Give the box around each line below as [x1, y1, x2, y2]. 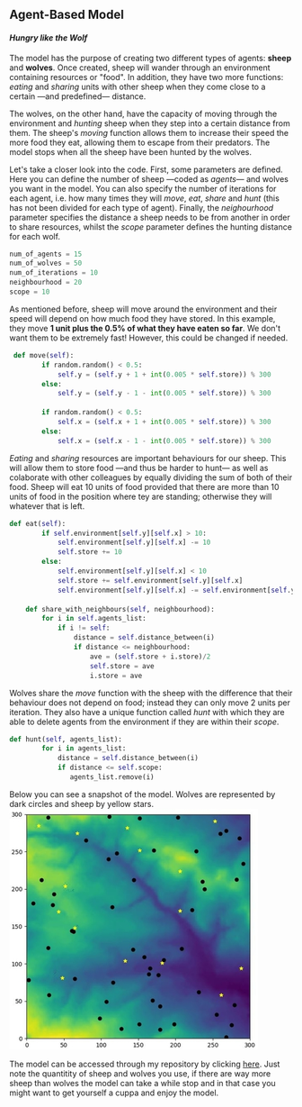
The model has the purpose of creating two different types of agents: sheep [9, 52, 292, 63]
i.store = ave [89, 671, 143, 680]
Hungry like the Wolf [9, 32, 88, 43]
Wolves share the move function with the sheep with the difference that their [9, 687, 293, 698]
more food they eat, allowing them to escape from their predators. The [9, 137, 271, 148]
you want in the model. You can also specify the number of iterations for [9, 183, 277, 194]
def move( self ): [13, 350, 75, 359]
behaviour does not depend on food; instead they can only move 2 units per [9, 697, 290, 708]
